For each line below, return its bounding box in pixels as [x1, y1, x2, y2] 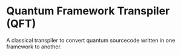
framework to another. [6, 43, 62, 50]
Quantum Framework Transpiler [6, 4, 170, 18]
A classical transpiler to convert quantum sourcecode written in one [6, 36, 176, 44]
